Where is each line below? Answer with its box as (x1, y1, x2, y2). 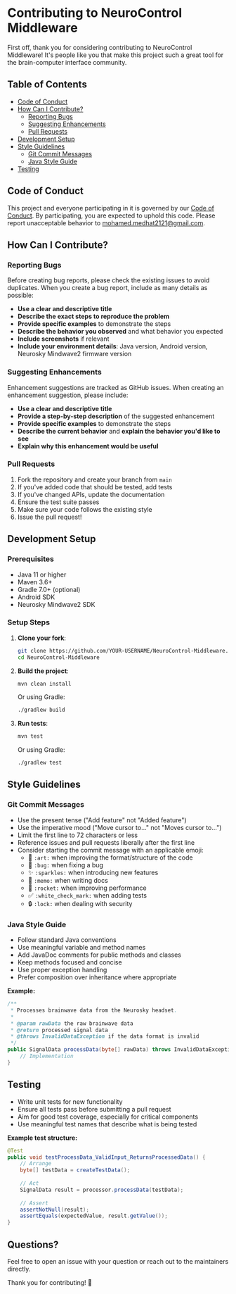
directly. (7, 1264, 31, 1273)
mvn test (17, 733, 44, 740)
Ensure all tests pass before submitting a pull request (17, 1105, 171, 1113)
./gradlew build (17, 706, 65, 714)
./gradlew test (17, 759, 63, 767)
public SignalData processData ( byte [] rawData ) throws (7, 1046, 171, 1053)
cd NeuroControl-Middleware (17, 653, 100, 661)
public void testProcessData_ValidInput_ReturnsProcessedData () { (7, 1153, 206, 1161)
